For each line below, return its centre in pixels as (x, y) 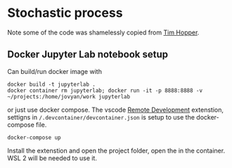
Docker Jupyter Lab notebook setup (88, 54)
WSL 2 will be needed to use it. (52, 158)
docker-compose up (34, 137)
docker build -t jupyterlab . (52, 84)
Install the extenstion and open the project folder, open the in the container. (116, 150)
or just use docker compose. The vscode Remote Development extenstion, (115, 110)
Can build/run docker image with (54, 71)
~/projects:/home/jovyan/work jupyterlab (69, 96)
